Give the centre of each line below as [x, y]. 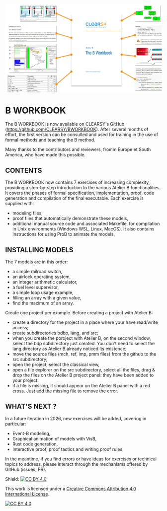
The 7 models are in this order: [37, 262]
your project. [25, 380]
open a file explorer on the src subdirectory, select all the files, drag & [84, 370]
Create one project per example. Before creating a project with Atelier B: [79, 313]
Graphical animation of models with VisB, [54, 438]
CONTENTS [24, 170]
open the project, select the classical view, [56, 365]
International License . [27, 494]
